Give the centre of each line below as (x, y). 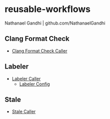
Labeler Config (35, 84)
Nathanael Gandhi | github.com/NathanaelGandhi (55, 23)
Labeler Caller (26, 78)
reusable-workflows (48, 9)
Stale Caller (24, 111)
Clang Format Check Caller (40, 50)
